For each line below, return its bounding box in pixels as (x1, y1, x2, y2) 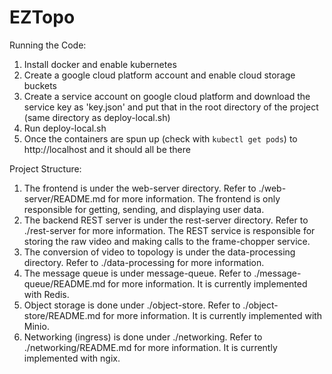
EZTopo (9, 6, 76, 29)
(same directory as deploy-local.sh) (23, 111, 171, 123)
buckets (23, 79, 58, 91)
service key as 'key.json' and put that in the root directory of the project (23, 101, 319, 113)
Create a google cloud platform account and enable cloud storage (23, 69, 296, 81)
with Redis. (23, 288, 70, 300)
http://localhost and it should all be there (23, 143, 191, 155)
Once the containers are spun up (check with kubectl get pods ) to (23, 132, 298, 145)
